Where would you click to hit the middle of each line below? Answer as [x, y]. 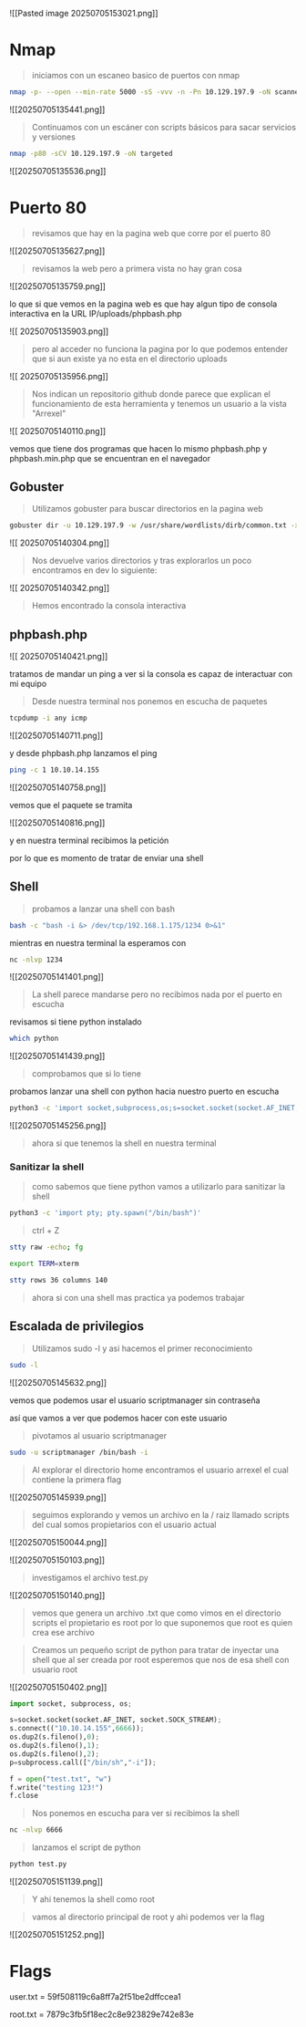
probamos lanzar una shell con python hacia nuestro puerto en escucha [144, 1091]
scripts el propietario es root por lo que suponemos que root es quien [162, 1622]
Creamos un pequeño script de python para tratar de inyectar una [155, 1649]
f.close [24, 1796]
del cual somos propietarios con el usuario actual [124, 1524]
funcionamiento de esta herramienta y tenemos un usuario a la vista [159, 403]
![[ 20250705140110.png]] [58, 431]
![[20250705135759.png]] [58, 286]
